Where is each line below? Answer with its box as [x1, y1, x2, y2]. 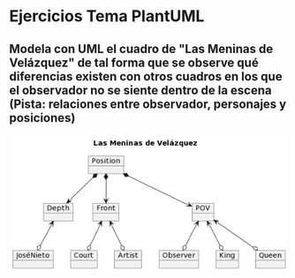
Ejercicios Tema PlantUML [9, 6, 205, 26]
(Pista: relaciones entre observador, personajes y [9, 96, 287, 111]
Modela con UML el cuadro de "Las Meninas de [9, 41, 274, 56]
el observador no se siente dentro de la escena [9, 82, 272, 98]
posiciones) [9, 110, 76, 125]
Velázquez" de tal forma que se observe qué [9, 55, 259, 70]
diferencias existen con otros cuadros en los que [9, 69, 283, 84]
